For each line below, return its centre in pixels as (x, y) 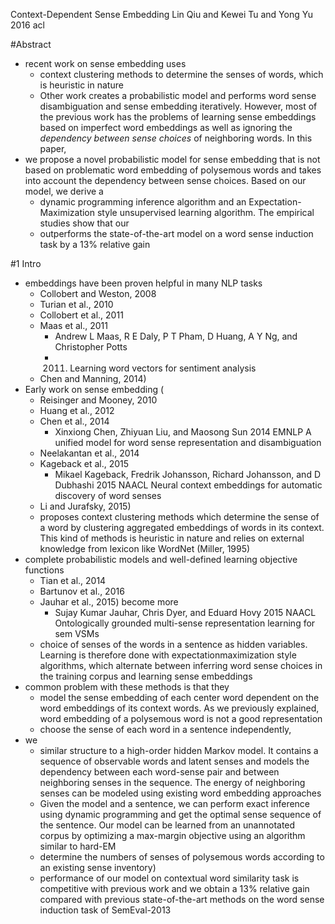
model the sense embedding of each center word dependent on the (179, 697)
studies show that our (84, 223)
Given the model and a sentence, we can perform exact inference (175, 803)
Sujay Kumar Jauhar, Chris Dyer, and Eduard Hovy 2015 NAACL (185, 612)
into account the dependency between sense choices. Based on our (165, 180)
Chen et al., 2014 (74, 421)
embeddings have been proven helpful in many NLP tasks (143, 283)
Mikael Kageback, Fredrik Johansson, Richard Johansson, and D (188, 474)
